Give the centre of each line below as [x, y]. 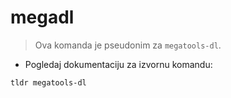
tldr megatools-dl [48, 82]
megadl [42, 17]
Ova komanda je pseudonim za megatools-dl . [128, 45]
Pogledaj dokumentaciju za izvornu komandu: [118, 64]
